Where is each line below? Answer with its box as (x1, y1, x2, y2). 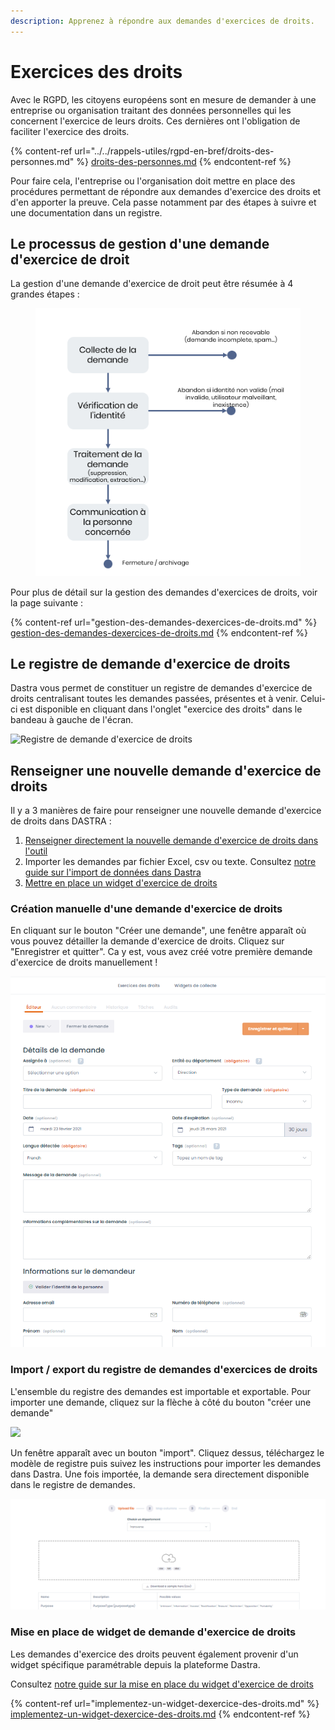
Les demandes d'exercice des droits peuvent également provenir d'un (10, 1648, 299, 1660)
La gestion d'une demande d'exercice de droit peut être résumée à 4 (10, 278, 294, 290)
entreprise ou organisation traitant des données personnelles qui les (10, 104, 292, 116)
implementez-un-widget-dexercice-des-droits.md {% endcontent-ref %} (10, 1708, 311, 1720)
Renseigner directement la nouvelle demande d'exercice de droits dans (24, 835, 319, 847)
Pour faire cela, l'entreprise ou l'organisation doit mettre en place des (10, 175, 296, 187)
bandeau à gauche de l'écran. (10, 714, 134, 726)
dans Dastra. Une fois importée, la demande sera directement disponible (10, 1468, 310, 1480)
